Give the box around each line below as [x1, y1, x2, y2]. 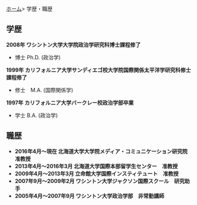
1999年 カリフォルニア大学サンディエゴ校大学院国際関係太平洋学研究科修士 [6, 66, 191, 73]
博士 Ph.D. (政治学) [14, 53, 61, 61]
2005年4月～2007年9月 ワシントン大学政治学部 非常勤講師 [14, 192, 164, 199]
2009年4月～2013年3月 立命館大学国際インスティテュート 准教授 [14, 170, 179, 177]
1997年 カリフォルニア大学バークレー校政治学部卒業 [6, 99, 134, 106]
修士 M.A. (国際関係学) [14, 86, 74, 93]
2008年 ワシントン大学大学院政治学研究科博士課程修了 [6, 41, 141, 48]
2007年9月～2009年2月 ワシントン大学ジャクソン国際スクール [14, 177, 169, 184]
